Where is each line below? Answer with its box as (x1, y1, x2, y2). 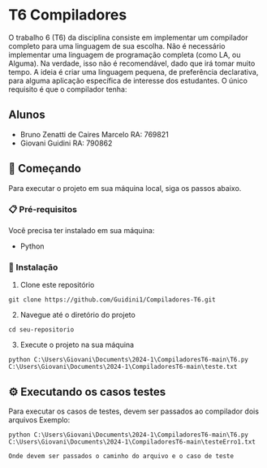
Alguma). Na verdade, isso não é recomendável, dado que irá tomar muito (8, 58, 256, 68)
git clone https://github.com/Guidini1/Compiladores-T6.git (8, 296, 217, 304)
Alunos (8, 108, 46, 122)
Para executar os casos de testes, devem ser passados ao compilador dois (8, 406, 260, 416)
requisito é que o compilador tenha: (8, 84, 127, 94)
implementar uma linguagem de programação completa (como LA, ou (8, 50, 241, 59)
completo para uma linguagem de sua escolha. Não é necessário (8, 41, 226, 50)
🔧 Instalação (8, 262, 58, 273)
